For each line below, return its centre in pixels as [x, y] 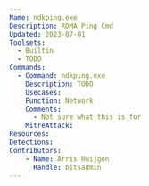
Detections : [31, 142]
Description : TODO [59, 84]
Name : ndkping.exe [43, 17]
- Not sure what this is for [87, 117]
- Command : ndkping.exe [61, 76]
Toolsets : [28, 42]
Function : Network [59, 101]
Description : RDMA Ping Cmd [62, 26]
